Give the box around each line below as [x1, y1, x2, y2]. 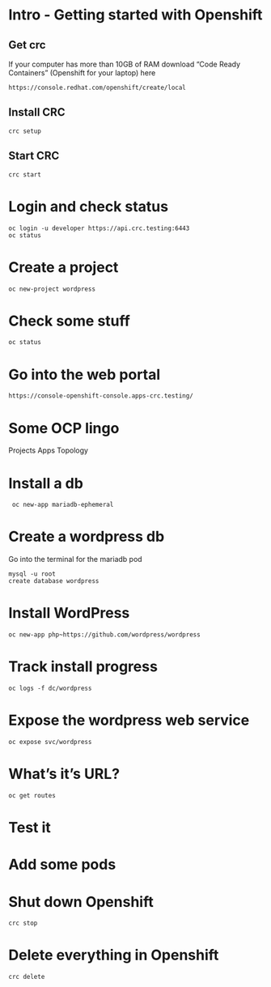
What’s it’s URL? [8, 765, 121, 783]
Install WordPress [8, 604, 130, 623]
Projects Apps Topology [8, 445, 89, 455]
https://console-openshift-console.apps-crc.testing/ [8, 392, 194, 400]
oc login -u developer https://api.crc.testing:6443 [8, 224, 190, 232]
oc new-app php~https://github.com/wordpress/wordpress [8, 631, 201, 639]
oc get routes [8, 791, 57, 799]
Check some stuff [8, 312, 131, 330]
